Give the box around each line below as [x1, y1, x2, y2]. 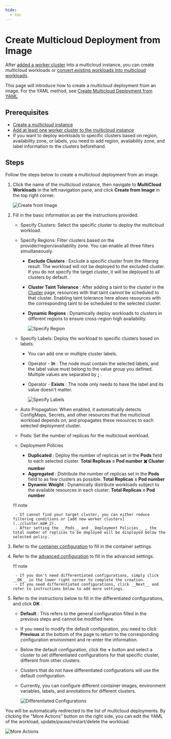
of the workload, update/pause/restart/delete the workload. [5, 719, 130, 725]
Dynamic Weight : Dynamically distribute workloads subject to [27, 482, 159, 488]
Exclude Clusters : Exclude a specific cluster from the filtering [27, 258, 159, 264]
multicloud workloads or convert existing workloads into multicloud [5, 67, 146, 73]
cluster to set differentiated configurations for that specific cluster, [20, 652, 160, 658]
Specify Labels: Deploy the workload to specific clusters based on [20, 335, 159, 341]
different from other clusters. [20, 657, 81, 664]
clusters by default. [27, 274, 69, 280]
